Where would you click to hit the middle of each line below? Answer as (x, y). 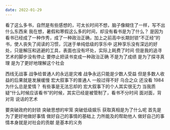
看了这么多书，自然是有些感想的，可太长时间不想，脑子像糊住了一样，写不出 (85, 25)
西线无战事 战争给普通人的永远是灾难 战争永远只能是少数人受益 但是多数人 (83, 73)
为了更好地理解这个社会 (40, 63)
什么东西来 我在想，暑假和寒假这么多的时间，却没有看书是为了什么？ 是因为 (84, 31)
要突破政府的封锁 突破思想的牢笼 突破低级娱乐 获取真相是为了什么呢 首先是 (83, 110)
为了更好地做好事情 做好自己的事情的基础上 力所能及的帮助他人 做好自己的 (83, 116)
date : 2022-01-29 (24, 10)
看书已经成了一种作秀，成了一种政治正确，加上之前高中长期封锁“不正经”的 (83, 37)
